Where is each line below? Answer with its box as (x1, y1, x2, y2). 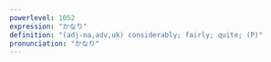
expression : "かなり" (9, 22, 88, 31)
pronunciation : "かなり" (9, 38, 100, 48)
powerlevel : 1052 (9, 13, 76, 23)
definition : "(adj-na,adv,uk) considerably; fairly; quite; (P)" (9, 30, 263, 39)
